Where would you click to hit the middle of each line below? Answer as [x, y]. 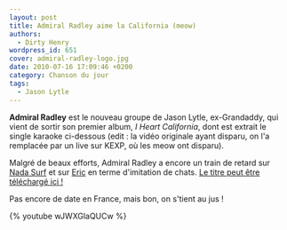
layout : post [33, 17]
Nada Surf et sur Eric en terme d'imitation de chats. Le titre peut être [135, 172]
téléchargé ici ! [36, 181]
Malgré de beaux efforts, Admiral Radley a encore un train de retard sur [140, 163]
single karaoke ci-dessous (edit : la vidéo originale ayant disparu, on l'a [140, 136]
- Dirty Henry [43, 42]
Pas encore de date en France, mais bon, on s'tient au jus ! [116, 198]
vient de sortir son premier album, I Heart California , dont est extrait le [138, 126]
